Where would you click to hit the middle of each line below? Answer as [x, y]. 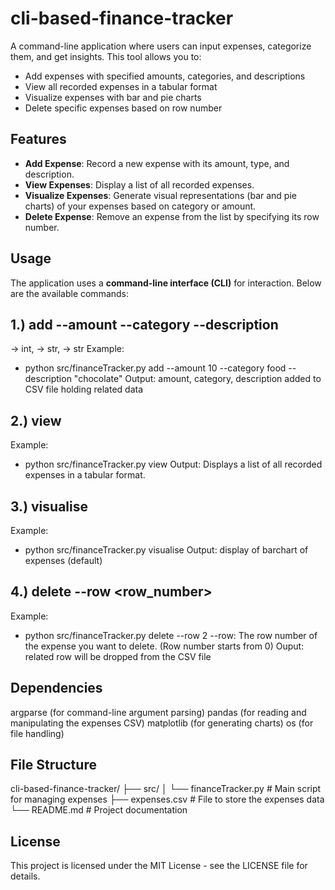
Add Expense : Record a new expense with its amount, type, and [157, 163]
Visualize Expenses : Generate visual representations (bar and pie [160, 195]
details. [25, 876]
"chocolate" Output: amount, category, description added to [197, 379]
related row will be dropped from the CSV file [118, 656]
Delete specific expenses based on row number [123, 108]
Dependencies [56, 688]
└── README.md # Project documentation [99, 810]
